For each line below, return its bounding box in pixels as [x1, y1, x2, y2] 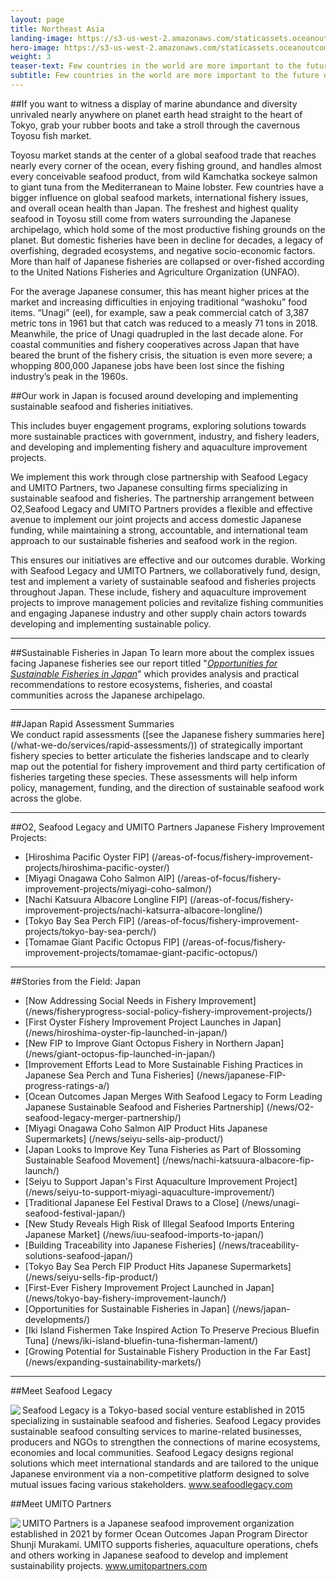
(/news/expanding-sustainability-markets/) [24, 1356, 202, 1368]
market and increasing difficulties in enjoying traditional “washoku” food [10, 296, 308, 308]
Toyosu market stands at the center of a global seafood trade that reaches [10, 149, 317, 161]
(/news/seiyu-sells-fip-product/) [24, 1271, 159, 1283]
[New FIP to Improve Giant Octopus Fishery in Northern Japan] [24, 1037, 285, 1049]
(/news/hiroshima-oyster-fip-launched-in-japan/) [24, 1026, 228, 1038]
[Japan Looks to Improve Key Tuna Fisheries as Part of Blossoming [24, 1143, 302, 1155]
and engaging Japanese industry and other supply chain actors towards [10, 607, 307, 619]
